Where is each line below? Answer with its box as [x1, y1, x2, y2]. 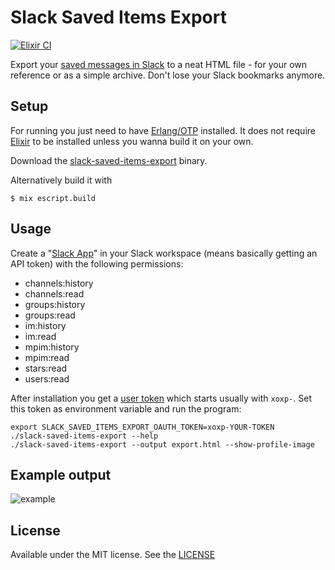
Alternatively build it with [10, 174, 113, 186]
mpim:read [24, 351, 70, 363]
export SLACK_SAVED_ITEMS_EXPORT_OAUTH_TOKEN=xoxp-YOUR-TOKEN [10, 422, 275, 432]
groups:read [24, 309, 76, 321]
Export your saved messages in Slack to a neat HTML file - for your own [10, 58, 308, 70]
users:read [24, 372, 70, 385]
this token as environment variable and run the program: [10, 402, 242, 415]
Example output [10, 466, 112, 483]
